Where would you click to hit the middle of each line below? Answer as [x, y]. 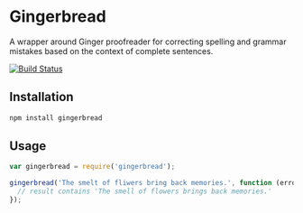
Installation [41, 97]
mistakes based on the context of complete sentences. [111, 51]
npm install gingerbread [56, 118]
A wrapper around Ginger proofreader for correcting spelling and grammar [148, 42]
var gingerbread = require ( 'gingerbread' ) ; [92, 167]
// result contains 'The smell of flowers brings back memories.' [145, 191]
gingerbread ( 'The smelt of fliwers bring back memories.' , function [141, 183]
